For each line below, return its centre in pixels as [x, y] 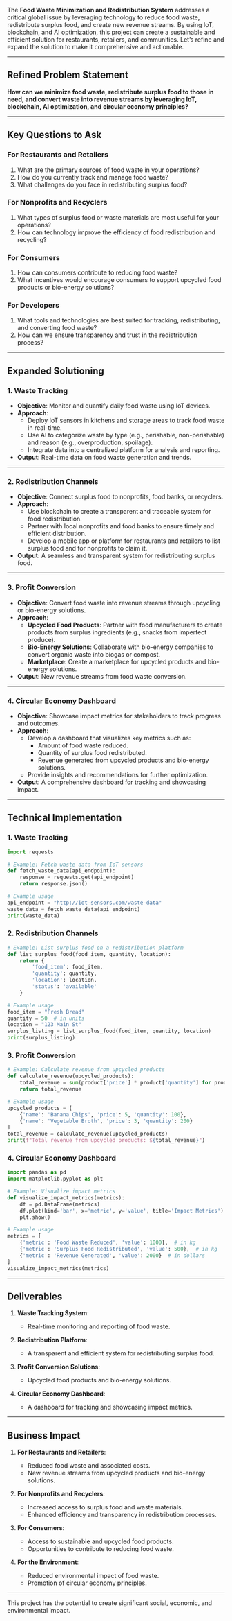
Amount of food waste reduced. [83, 745]
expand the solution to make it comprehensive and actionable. [96, 47]
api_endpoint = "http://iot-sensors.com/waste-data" [85, 903]
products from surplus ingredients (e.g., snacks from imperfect [117, 632]
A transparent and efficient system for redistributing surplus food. [121, 1353]
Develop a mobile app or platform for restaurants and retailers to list [124, 541]
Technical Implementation [65, 818]
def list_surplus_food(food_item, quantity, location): [89, 954]
